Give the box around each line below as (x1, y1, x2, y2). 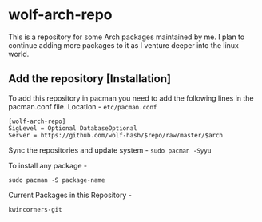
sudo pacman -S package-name (8, 176, 105, 184)
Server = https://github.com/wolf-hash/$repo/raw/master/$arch (8, 131, 224, 139)
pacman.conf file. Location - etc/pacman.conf (8, 101, 157, 111)
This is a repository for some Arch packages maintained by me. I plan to (8, 32, 245, 42)
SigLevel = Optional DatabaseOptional (8, 124, 137, 133)
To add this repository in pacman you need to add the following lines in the (8, 93, 254, 103)
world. (8, 49, 30, 58)
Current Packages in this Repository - (8, 190, 132, 200)
